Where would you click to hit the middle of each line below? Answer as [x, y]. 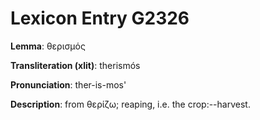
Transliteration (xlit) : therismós [75, 65]
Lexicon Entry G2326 [100, 18]
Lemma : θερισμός [48, 46]
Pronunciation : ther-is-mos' [68, 84]
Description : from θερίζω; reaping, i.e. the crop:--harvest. [130, 104]
